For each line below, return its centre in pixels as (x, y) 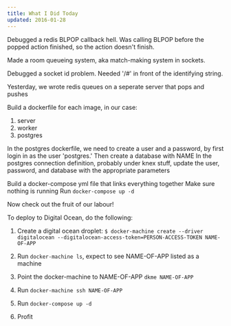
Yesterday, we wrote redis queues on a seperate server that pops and (106, 86)
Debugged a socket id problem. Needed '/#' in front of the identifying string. (115, 73)
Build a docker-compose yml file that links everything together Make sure (111, 183)
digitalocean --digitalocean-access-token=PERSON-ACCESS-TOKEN (110, 237)
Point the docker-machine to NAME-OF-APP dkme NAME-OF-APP (105, 277)
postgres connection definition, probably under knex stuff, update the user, (113, 163)
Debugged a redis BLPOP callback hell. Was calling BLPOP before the (106, 39)
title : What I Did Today (43, 13)
